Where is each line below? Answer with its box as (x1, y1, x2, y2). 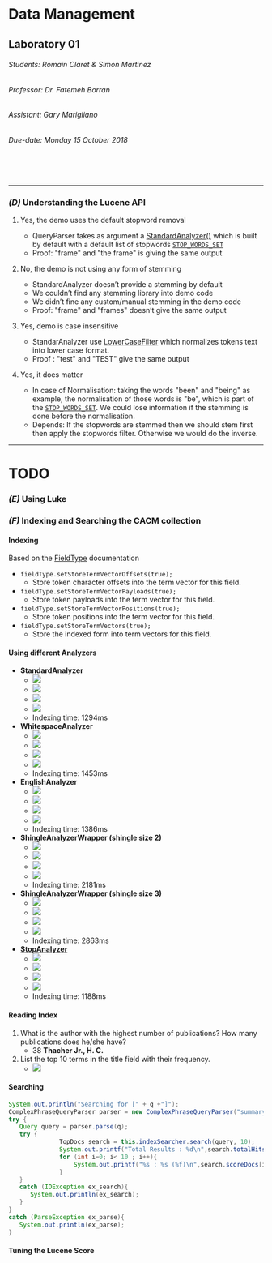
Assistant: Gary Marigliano (8, 110, 99, 120)
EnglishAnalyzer (19, 777, 78, 787)
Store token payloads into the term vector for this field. (32, 595, 215, 605)
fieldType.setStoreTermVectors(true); (19, 622, 151, 631)
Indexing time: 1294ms (32, 713, 108, 722)
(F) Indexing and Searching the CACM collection (8, 515, 202, 526)
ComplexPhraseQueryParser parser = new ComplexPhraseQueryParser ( (8, 1107, 237, 1115)
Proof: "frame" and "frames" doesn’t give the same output (32, 305, 227, 315)
